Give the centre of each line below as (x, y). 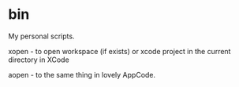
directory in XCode (39, 60)
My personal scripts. (41, 36)
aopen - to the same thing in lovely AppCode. (82, 74)
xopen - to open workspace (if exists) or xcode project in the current (119, 51)
